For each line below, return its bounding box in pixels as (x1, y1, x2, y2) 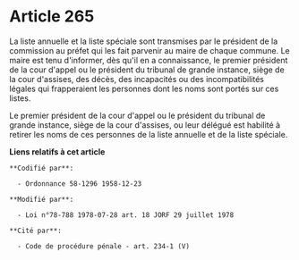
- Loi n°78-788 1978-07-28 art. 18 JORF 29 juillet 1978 (17, 210, 235, 220)
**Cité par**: (9, 226, 63, 235)
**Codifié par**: (9, 164, 74, 172)
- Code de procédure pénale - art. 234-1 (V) (17, 241, 191, 251)
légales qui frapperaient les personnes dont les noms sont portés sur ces (9, 83, 279, 94)
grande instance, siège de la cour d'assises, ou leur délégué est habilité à (9, 119, 280, 130)
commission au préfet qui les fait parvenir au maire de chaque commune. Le (9, 45, 291, 55)
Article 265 (9, 6, 95, 27)
